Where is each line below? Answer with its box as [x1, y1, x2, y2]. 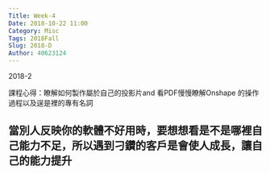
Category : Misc [8, 27, 60, 35]
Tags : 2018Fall [8, 34, 60, 43]
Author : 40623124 [8, 49, 67, 57]
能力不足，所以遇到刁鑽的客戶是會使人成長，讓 [19, 139, 252, 153]
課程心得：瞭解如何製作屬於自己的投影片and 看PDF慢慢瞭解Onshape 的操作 [8, 88, 260, 97]
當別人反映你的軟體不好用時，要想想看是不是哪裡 [8, 124, 252, 138]
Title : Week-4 [8, 11, 56, 20]
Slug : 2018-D [8, 42, 52, 50]
